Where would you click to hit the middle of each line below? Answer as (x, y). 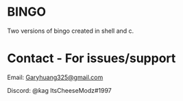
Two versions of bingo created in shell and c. (71, 31)
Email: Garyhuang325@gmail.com (55, 77)
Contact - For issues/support (91, 58)
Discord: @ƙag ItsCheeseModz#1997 (59, 90)
